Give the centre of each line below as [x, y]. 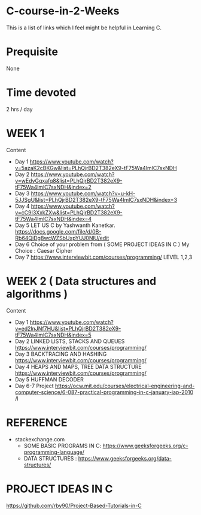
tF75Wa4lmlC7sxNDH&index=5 [53, 335]
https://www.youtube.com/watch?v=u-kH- [83, 193]
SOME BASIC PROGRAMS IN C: [63, 446]
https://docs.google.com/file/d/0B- [58, 231]
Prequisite [32, 52]
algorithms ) [37, 294]
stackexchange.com [40, 439]
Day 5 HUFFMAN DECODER [49, 379]
